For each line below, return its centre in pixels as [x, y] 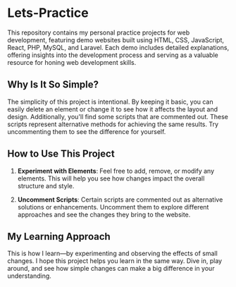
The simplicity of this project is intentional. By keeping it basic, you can [110, 102]
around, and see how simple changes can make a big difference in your [111, 269]
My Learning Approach [59, 237]
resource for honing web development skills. [72, 62]
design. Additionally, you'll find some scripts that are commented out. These [118, 116]
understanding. [29, 276]
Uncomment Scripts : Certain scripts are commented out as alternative [120, 200]
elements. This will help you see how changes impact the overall [111, 178]
